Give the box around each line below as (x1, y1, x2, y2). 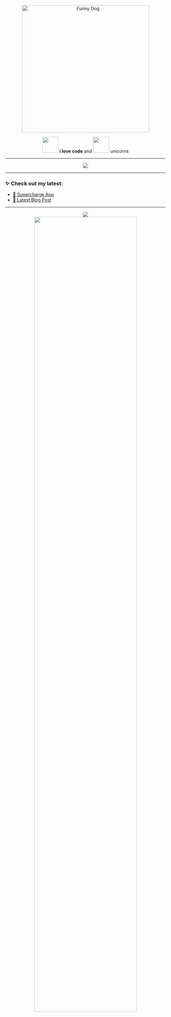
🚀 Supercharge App (12, 192, 54, 198)
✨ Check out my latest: (5, 180, 63, 187)
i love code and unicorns (59, 148, 129, 154)
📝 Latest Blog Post (12, 197, 51, 203)
